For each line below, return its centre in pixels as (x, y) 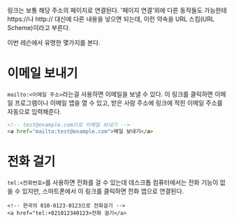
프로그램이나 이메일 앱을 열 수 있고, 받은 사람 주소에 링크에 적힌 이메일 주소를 (119, 103)
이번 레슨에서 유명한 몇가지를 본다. (54, 43)
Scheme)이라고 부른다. (39, 28)
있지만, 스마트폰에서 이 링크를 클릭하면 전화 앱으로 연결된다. (103, 191)
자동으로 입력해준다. (34, 111)
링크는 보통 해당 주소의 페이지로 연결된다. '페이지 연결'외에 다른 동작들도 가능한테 (117, 10)
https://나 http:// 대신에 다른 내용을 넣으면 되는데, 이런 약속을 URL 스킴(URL (111, 19)
